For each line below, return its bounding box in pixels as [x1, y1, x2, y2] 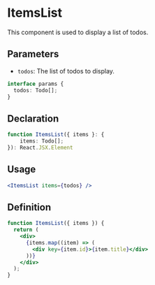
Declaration [7, 112, 59, 124]
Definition [7, 201, 51, 213]
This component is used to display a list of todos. [7, 28, 149, 36]
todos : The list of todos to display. [17, 66, 115, 75]
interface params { [7, 80, 64, 87]
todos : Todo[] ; [13, 87, 58, 94]
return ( [13, 226, 39, 233]
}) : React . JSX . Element [7, 144, 73, 151]
